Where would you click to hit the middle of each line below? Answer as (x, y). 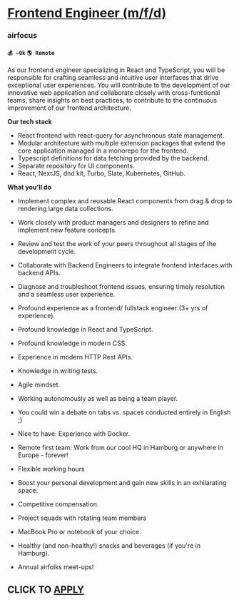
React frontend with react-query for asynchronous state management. (121, 136)
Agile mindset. (39, 385)
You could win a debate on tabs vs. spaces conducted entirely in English (124, 412)
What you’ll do (30, 188)
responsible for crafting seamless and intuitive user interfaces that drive (113, 78)
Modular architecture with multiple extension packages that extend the (122, 143)
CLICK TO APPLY (46, 590)
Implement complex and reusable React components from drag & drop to (125, 201)
